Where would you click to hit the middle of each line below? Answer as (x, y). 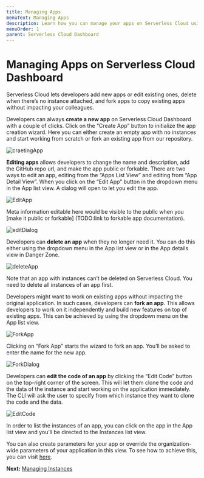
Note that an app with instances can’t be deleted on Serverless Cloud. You (99, 278)
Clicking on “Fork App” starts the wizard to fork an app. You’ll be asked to (98, 346)
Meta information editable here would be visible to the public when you (95, 212)
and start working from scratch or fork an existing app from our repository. (100, 139)
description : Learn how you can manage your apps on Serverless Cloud (97, 23)
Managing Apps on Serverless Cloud (101, 65)
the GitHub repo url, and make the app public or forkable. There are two (96, 169)
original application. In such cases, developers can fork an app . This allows (101, 303)
